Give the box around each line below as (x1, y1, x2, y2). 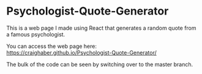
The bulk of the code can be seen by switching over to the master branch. (6, 61, 193, 68)
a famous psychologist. (6, 30, 65, 38)
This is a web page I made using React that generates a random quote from (6, 24, 197, 32)
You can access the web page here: (6, 42, 97, 50)
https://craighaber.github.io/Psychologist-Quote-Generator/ (6, 49, 157, 56)
